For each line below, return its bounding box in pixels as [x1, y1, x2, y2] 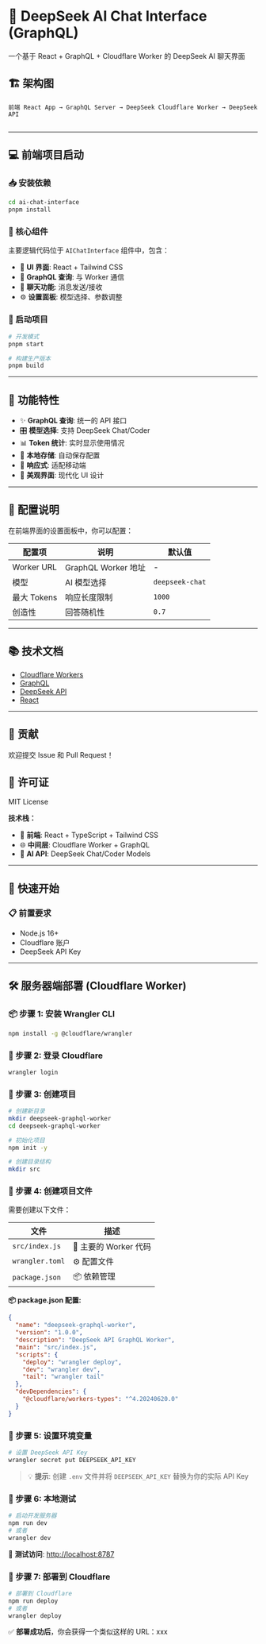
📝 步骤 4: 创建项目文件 [8, 1186, 93, 1197]
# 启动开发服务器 [8, 1512, 57, 1520]
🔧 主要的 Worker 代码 [72, 1241, 152, 1252]
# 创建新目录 [8, 1107, 45, 1115]
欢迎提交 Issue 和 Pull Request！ [8, 750, 114, 759]
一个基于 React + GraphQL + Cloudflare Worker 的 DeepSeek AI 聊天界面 [8, 51, 245, 60]
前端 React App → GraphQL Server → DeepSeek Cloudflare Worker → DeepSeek [8, 103, 258, 111]
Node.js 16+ [19, 928, 59, 938]
